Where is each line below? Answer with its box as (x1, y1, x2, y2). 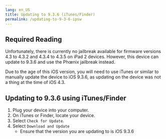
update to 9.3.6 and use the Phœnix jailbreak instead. (5, 59, 115, 65)
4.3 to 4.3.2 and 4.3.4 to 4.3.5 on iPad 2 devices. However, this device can (5, 53, 159, 60)
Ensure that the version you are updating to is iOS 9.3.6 (20, 128, 134, 134)
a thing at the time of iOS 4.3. (5, 79, 66, 85)
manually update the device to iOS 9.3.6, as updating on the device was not (5, 74, 161, 80)
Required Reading (5, 35, 62, 43)
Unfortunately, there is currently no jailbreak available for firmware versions (5, 48, 161, 54)
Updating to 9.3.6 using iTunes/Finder (5, 93, 126, 102)
